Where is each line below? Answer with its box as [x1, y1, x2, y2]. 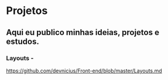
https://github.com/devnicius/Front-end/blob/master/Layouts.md [6, 67, 162, 74]
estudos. [6, 36, 39, 46]
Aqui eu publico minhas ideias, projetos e [6, 27, 160, 37]
